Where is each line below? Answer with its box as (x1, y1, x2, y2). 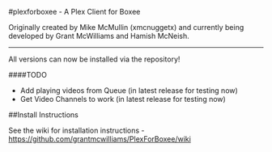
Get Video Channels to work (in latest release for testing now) (19, 95, 227, 103)
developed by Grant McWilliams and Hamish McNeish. (8, 32, 190, 40)
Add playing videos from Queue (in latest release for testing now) (19, 86, 239, 95)
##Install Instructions (8, 110, 79, 120)
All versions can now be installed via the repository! (8, 54, 181, 64)
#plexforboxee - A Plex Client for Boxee (8, 7, 141, 16)
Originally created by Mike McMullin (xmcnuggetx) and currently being (8, 23, 244, 32)
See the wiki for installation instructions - (8, 125, 145, 135)
